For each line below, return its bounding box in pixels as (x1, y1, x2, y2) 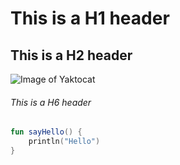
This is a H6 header (10, 96, 92, 108)
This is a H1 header (10, 7, 170, 30)
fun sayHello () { (10, 127, 83, 137)
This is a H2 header (10, 47, 133, 64)
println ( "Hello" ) (28, 137, 101, 147)
